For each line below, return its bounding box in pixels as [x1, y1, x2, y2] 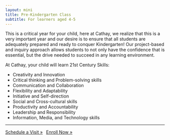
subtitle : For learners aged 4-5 [5, 17, 76, 22]
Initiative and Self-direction [12, 93, 69, 99]
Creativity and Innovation [12, 72, 65, 78]
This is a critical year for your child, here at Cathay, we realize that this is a [5, 31, 160, 37]
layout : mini [5, 7, 33, 13]
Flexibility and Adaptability [12, 88, 68, 94]
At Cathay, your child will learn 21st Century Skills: [5, 62, 110, 68]
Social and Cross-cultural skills [12, 99, 77, 105]
